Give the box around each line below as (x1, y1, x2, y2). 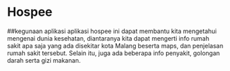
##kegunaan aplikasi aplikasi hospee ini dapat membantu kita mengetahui (7, 27, 217, 35)
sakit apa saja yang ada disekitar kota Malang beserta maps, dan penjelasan (7, 41, 224, 50)
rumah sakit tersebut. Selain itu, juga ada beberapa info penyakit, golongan (7, 49, 220, 57)
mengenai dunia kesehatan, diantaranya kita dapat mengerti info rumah (7, 34, 210, 42)
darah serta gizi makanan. (7, 56, 81, 64)
